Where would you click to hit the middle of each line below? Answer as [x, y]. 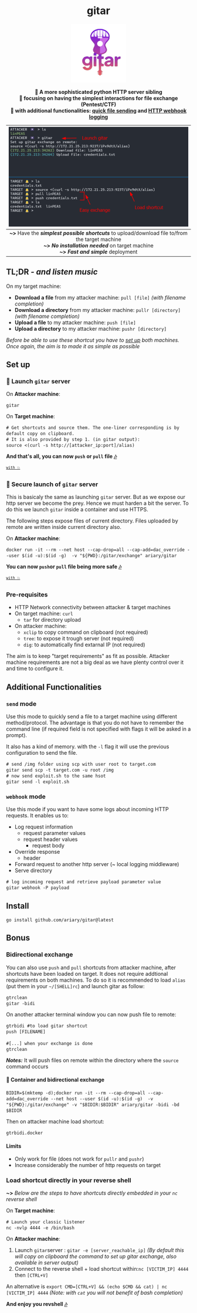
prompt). [17, 735]
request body [48, 846]
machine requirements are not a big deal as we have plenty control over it [95, 662]
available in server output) [46, 1263]
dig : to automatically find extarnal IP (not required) [84, 645]
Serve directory [33, 871]
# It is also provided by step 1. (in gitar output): [73, 440]
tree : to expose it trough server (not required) [79, 639]
